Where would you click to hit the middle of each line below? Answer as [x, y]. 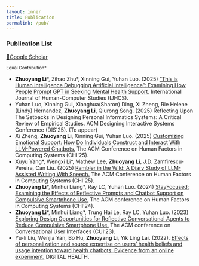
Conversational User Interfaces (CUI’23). [65, 231]
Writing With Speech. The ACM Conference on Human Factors [114, 174]
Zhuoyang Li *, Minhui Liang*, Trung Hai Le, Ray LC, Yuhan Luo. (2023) [102, 212]
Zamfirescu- [169, 161]
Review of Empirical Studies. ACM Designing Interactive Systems [95, 123]
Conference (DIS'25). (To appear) [56, 130]
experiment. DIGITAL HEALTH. [52, 256]
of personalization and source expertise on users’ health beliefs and [99, 244]
